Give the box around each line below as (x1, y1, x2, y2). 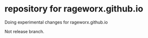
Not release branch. (4, 28, 44, 34)
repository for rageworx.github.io (4, 3, 144, 14)
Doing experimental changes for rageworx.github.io (4, 19, 108, 25)
